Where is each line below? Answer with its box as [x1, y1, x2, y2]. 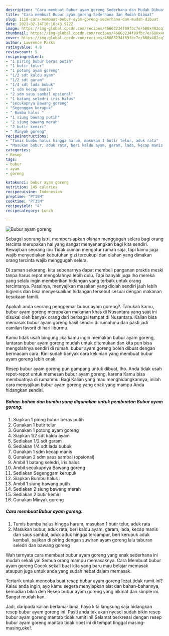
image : [6, 26, 20, 31]
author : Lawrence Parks [6, 40, 56, 45]
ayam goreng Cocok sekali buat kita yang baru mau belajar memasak [6, 563, 148, 569]
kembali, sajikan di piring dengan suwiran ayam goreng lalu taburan [13, 537, 152, 543]
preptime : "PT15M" [6, 194, 44, 199]
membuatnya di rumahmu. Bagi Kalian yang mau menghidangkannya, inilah [6, 377, 161, 383]
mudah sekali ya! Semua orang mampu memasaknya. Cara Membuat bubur [6, 558, 161, 564]
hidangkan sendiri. [6, 387, 44, 393]
